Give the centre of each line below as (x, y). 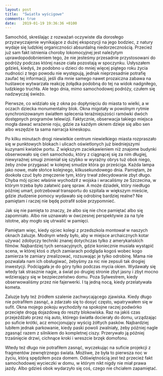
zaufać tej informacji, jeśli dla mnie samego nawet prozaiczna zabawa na (78, 79)
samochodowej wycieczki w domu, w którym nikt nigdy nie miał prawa (76, 363)
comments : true (20, 19)
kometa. (13, 287)
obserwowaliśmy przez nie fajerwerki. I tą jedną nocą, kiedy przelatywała (78, 282)
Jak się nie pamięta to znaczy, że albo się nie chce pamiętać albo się (74, 211)
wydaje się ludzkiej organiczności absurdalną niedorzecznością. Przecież (79, 47)
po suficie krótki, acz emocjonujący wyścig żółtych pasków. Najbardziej (77, 323)
